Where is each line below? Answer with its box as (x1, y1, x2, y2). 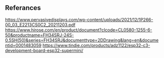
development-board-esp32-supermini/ (5, 47, 84, 53)
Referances (5, 4, 41, 12)
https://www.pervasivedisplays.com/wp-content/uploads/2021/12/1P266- (5, 16, 153, 22)
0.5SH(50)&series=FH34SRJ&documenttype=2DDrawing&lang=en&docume (5, 37, 159, 43)
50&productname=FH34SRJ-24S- (5, 32, 74, 38)
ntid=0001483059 (5, 42, 42, 48)
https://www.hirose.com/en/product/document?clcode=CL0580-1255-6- (5, 27, 153, 33)
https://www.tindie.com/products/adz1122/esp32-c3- (42, 42, 150, 48)
